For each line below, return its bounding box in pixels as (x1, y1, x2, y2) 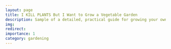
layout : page (5, 7, 33, 13)
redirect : (5, 27, 26, 32)
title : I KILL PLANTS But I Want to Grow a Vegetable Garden (5, 12, 138, 17)
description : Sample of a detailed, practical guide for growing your (5, 17, 158, 22)
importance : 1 (5, 31, 36, 36)
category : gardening (5, 36, 49, 41)
